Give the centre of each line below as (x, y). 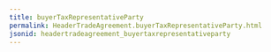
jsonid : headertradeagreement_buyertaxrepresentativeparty (120, 33)
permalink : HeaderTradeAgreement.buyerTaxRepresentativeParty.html (136, 26)
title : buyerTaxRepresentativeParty (76, 17)
